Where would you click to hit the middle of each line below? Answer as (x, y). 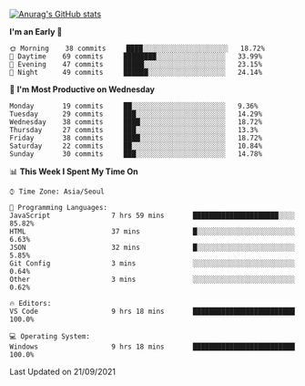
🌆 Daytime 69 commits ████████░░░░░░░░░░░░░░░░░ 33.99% (136, 57)
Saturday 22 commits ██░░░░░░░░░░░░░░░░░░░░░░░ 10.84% (136, 146)
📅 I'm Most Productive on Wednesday (82, 89)
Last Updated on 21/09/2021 (63, 371)
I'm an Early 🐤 (36, 31)
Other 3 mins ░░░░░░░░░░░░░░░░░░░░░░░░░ (152, 279)
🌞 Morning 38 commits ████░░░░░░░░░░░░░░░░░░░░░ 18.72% (137, 48)
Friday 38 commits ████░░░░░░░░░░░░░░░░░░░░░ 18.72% (136, 138)
